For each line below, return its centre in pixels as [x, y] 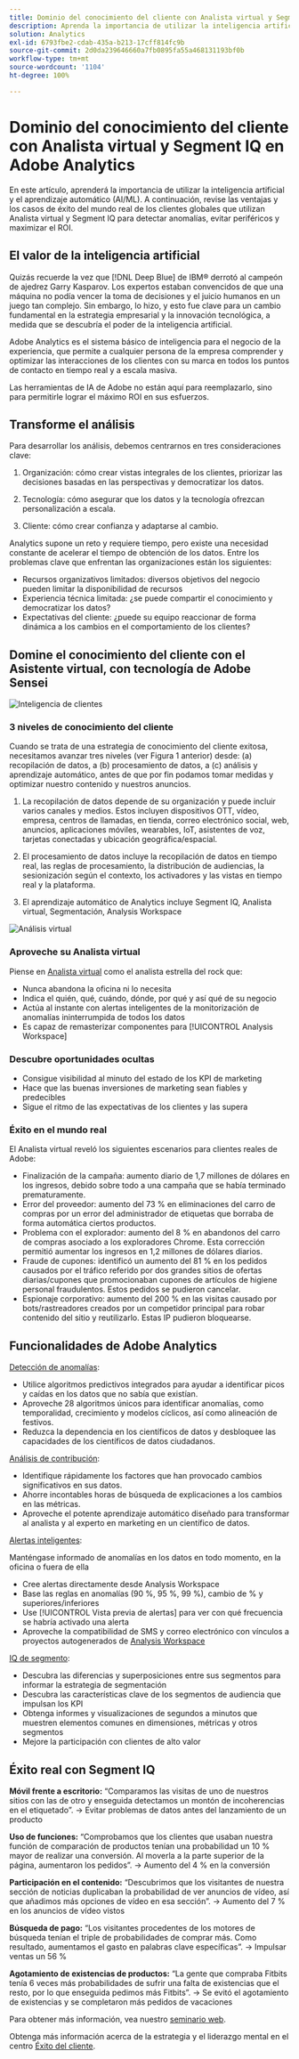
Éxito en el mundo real [58, 1130]
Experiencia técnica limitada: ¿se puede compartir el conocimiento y [147, 598]
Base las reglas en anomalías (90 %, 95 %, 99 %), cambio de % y [143, 1593]
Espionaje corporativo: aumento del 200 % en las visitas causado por [149, 1299]
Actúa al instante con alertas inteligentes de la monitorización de [141, 1008]
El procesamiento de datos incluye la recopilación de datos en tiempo [149, 856]
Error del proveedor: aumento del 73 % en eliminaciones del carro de [149, 1204]
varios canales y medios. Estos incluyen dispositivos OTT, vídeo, [141, 811]
